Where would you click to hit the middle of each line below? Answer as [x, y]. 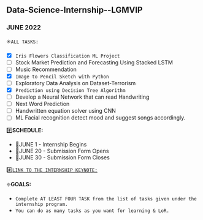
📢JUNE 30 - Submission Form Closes [63, 157]
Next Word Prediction [42, 104]
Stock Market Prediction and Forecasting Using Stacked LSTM [94, 62]
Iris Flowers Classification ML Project [67, 56]
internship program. [41, 205]
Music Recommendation [46, 69]
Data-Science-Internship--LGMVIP [75, 10]
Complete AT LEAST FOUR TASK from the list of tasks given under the [106, 199]
